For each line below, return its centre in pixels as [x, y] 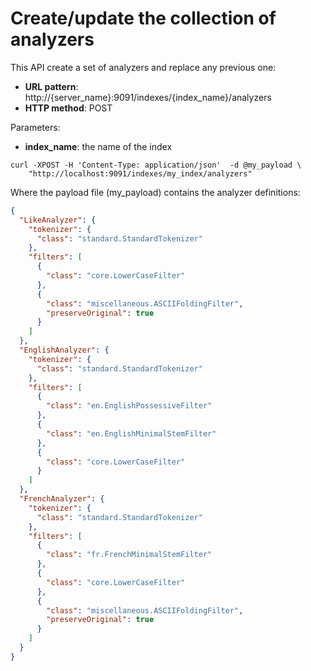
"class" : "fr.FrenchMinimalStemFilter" [129, 555]
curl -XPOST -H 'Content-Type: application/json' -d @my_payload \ [156, 165]
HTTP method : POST [68, 108]
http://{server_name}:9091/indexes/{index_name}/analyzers [148, 97]
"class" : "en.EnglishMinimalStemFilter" [131, 433]
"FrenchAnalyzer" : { [62, 499]
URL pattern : [51, 86]
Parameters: [35, 127]
